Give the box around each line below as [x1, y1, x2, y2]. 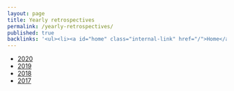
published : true [7, 29, 54, 37]
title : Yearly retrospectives [7, 17, 95, 23]
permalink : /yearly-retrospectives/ [7, 23, 114, 30]
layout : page [7, 10, 45, 17]
